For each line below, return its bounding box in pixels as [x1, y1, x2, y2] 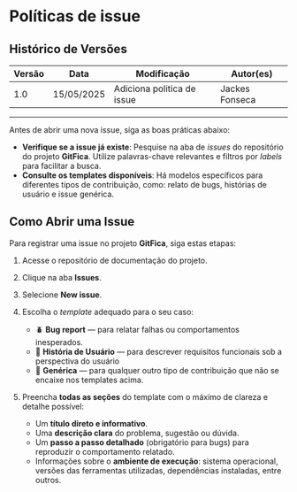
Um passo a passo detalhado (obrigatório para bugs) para [34, 436, 249, 448]
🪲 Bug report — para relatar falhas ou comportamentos [34, 324, 240, 334]
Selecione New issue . [21, 289, 103, 300]
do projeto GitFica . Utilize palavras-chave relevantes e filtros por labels [21, 151, 283, 161]
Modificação [135, 68, 190, 80]
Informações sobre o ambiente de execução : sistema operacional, [34, 456, 278, 466]
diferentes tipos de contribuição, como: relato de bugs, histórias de [21, 180, 268, 189]
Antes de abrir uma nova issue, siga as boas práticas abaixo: [9, 125, 231, 135]
